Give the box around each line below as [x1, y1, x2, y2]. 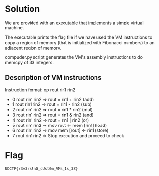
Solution [5, 3, 40, 15]
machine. [5, 25, 24, 30]
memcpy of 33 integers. [5, 59, 54, 65]
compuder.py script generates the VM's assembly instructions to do [5, 54, 143, 60]
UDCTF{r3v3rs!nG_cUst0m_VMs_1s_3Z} [5, 166, 78, 171]
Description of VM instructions [5, 74, 102, 82]
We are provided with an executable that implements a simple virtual [5, 20, 144, 25]
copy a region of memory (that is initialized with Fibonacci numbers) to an [5, 39, 155, 45]
